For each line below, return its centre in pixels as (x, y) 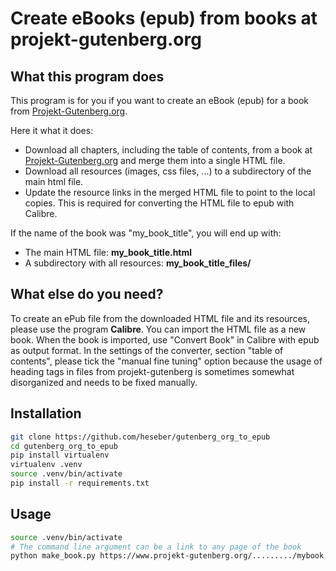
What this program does (87, 76)
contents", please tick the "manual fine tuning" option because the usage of (166, 361)
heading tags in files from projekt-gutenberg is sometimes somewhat (152, 371)
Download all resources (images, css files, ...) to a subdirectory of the (168, 171)
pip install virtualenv (60, 455)
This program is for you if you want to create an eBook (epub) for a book (160, 100)
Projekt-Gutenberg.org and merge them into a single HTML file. (155, 160)
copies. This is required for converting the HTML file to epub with (159, 203)
